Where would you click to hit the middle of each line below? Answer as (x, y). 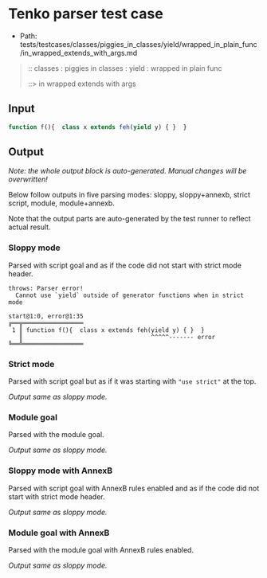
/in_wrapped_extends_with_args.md (79, 53)
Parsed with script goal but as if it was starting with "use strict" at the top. (132, 381)
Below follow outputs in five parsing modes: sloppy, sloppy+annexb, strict (130, 195)
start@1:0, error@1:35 (46, 316)
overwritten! (28, 179)
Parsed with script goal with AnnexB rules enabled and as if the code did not (134, 488)
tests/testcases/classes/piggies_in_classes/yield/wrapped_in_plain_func (138, 44)
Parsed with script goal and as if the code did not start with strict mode (125, 265)
